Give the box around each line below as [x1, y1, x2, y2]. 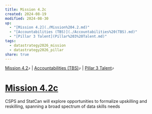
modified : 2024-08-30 [5, 16, 49, 21]
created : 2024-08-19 [5, 12, 47, 16]
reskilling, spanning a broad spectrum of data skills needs [5, 103, 120, 109]
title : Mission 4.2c [5, 7, 47, 12]
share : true [5, 52, 29, 57]
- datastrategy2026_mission [9, 43, 66, 48]
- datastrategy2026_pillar [9, 47, 64, 52]
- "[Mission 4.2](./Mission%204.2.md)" [9, 25, 90, 30]
